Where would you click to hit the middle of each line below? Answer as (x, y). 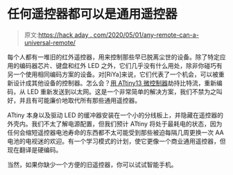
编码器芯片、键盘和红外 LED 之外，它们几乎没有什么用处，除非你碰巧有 (121, 65)
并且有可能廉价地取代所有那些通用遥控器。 (80, 100)
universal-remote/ (50, 42)
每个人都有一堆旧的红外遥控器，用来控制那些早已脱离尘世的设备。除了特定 (113, 57)
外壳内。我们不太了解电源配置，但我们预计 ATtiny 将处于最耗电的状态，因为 (115, 124)
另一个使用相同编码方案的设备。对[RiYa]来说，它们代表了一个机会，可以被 (113, 74)
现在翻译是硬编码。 (35, 149)
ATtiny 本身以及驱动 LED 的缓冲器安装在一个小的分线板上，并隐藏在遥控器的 (115, 115)
